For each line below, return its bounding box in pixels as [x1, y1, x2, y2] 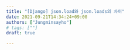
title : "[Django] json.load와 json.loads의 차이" [6, 8, 125, 15]
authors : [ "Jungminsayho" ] [6, 19, 72, 25]
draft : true [6, 30, 35, 36]
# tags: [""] [6, 24, 38, 31]
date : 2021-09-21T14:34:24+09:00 [6, 14, 88, 20]
